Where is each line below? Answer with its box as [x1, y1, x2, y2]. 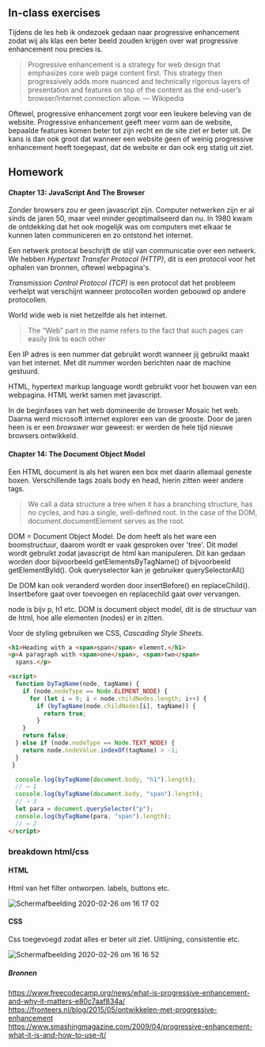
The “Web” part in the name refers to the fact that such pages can [27, 325, 244, 336]
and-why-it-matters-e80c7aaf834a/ [8, 996, 126, 1006]
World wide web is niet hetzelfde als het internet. [8, 310, 168, 320]
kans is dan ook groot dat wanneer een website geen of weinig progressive [8, 134, 254, 144]
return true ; [43, 710, 87, 718]
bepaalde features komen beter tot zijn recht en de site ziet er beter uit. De [8, 125, 252, 135]
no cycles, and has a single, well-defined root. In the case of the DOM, [27, 507, 258, 517]
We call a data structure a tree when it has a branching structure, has [27, 499, 253, 509]
